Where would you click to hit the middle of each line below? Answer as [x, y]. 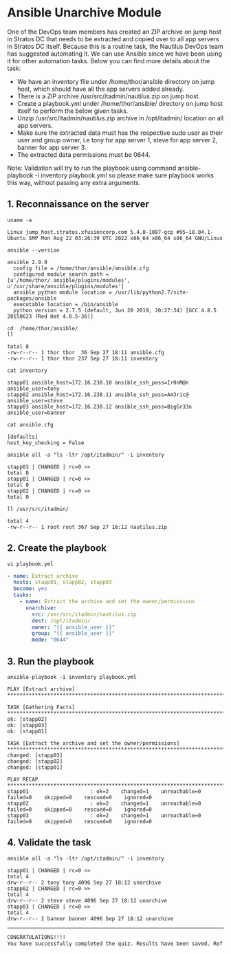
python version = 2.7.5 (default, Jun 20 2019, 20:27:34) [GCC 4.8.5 [115, 310]
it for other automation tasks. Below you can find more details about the [109, 61]
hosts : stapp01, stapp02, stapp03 [63, 583]
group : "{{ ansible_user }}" [74, 633]
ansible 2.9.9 [27, 262]
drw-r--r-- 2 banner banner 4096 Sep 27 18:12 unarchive [90, 919]
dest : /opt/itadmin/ [61, 620]
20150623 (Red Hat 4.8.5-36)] [51, 316]
